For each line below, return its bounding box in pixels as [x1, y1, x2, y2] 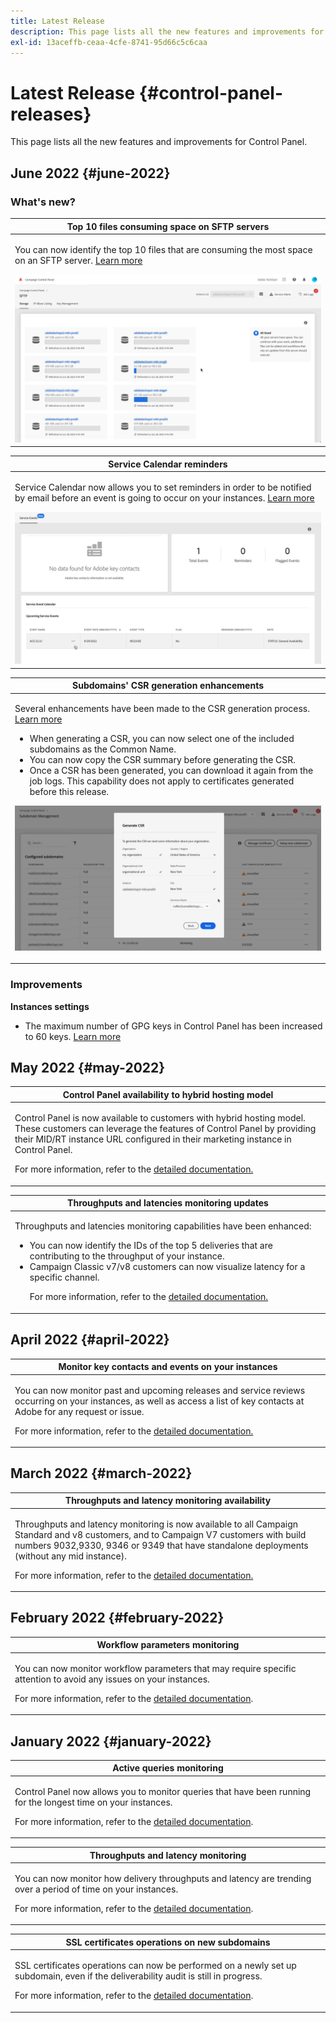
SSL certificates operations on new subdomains [65, 1936, 271, 1948]
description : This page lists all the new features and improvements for [10, 26, 325, 37]
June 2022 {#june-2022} [10, 165, 171, 182]
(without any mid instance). [14, 1550, 127, 1562]
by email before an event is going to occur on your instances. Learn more [14, 491, 315, 504]
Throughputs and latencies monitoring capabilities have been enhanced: [14, 1220, 312, 1232]
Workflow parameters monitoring [96, 1639, 240, 1651]
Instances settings [10, 1000, 90, 1012]
